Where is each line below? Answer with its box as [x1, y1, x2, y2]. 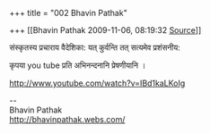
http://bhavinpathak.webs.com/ [9, 114, 126, 124]
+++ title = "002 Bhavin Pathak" [9, 8, 127, 18]
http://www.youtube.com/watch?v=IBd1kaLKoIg [9, 78, 186, 88]
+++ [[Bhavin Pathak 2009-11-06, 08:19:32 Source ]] [9, 25, 202, 35]
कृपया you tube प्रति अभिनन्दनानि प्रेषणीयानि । [9, 60, 146, 71]
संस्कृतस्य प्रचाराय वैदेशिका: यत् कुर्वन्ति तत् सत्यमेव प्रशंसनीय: [9, 42, 181, 53]
